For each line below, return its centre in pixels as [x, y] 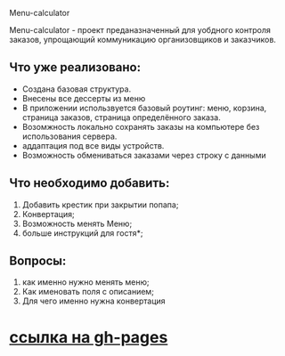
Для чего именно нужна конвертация [94, 301]
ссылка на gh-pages [89, 337]
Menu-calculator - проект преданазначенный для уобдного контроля [140, 30]
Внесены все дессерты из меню [84, 98]
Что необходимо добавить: [90, 183]
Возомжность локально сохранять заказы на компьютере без [141, 126]
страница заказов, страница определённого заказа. [121, 117]
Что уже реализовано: [75, 67]
